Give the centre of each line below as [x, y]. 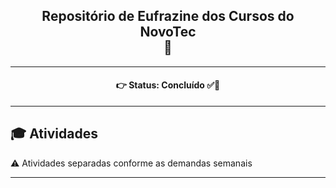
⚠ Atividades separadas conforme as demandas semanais [131, 163]
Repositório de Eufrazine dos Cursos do [168, 16]
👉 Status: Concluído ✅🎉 [168, 85]
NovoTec [168, 32]
